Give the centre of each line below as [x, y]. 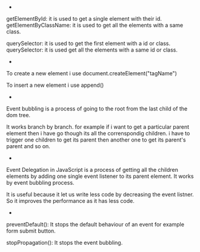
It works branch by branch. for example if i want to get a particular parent [98, 127]
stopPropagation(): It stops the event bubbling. [65, 243]
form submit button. [31, 231]
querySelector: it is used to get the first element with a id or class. [88, 43]
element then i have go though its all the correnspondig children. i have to [98, 133]
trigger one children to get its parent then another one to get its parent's [96, 140]
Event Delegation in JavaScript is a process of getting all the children [92, 170]
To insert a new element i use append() [55, 85]
